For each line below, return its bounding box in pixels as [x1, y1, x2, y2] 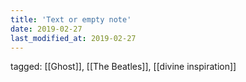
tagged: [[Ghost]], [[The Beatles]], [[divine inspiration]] [10, 61, 237, 73]
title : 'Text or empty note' [10, 14, 132, 25]
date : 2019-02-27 [10, 24, 83, 34]
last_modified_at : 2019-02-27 [10, 33, 137, 43]
